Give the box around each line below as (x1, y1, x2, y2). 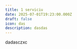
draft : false (5, 16, 32, 21)
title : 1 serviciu (5, 7, 43, 12)
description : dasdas (5, 26, 48, 31)
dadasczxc (5, 39, 28, 45)
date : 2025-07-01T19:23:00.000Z (5, 12, 72, 17)
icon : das (5, 21, 26, 26)
